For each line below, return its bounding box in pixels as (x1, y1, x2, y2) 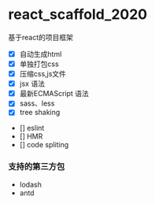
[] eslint (19, 124, 45, 133)
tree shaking (19, 108, 61, 117)
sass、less (19, 98, 55, 108)
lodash (19, 180, 42, 189)
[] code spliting (19, 140, 69, 150)
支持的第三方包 (8, 161, 65, 172)
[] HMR (19, 132, 43, 141)
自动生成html (19, 49, 62, 58)
